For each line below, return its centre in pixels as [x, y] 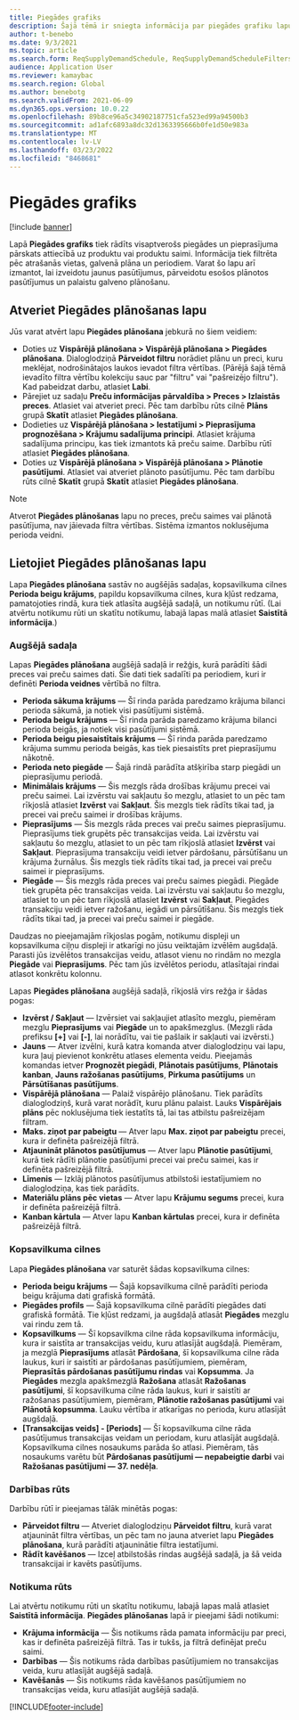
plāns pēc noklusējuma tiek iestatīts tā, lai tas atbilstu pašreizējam [143, 1113]
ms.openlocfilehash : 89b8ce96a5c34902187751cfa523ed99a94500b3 [129, 117]
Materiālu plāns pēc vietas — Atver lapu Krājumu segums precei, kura [153, 1198]
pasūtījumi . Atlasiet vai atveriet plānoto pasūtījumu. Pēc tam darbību [149, 472]
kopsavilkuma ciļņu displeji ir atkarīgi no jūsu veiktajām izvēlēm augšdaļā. [144, 946]
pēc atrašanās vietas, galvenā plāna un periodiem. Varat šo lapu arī [132, 263]
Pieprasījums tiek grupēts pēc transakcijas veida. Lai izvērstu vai [141, 833]
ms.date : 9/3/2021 [43, 42]
